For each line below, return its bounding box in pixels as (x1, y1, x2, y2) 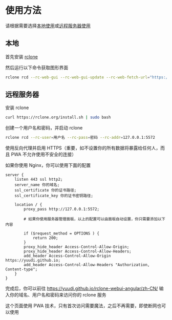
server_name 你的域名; (14, 182, 60, 187)
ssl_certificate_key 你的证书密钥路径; (14, 193, 94, 199)
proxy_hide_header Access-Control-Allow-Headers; (24, 249, 132, 254)
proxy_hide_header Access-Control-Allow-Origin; (24, 244, 130, 250)
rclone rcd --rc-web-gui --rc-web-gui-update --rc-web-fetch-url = (5, 75, 150, 80)
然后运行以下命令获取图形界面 (5, 65, 68, 71)
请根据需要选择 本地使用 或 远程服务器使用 (5, 23, 91, 29)
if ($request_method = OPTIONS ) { (24, 231, 100, 236)
